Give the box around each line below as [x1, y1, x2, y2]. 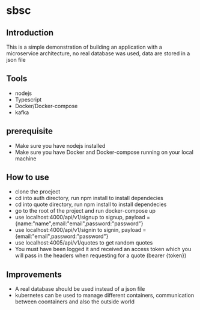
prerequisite [6, 126, 53, 136]
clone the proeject [14, 188, 61, 195]
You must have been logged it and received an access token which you [14, 246, 192, 253]
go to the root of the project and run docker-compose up [14, 207, 156, 214]
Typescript [14, 96, 42, 103]
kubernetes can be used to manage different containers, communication [14, 292, 194, 299]
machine [14, 154, 37, 162]
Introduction [6, 28, 54, 38]
